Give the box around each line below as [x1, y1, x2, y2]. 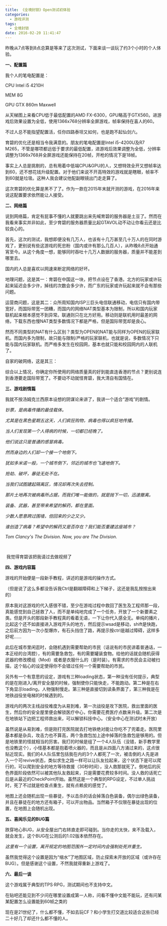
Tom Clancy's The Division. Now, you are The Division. [5, 534, 118, 540]
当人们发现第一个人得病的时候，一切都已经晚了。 [5, 428, 105, 434]
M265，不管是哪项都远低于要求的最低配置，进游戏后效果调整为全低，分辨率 [5, 146, 161, 151]
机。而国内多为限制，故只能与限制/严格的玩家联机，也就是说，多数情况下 [5, 335, 155, 341]
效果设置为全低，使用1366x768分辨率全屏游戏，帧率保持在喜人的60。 [13, 118, 157, 124]
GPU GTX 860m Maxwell [5, 102, 56, 107]
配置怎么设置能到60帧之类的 [9, 899, 68, 905]
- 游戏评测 [9, 16, 29, 21]
